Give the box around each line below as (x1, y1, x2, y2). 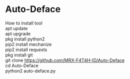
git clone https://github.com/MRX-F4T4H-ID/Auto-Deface (5, 57, 125, 63)
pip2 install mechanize (5, 41, 52, 47)
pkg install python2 (5, 36, 45, 42)
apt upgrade (5, 30, 31, 36)
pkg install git (5, 51, 33, 58)
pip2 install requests (5, 46, 47, 52)
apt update (5, 25, 28, 31)
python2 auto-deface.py (5, 67, 56, 73)
